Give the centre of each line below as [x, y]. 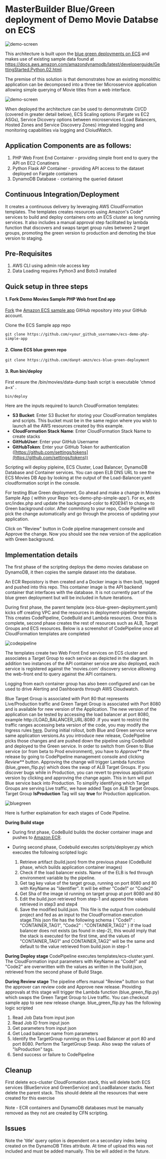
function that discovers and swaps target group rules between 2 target [77, 228]
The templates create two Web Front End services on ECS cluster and [76, 653]
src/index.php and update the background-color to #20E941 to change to [80, 503]
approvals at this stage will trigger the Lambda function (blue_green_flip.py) [82, 992]
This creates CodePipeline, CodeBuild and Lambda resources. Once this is [81, 618]
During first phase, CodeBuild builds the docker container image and [82, 832]
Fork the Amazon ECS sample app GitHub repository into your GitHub [76, 310]
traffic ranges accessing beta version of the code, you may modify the [77, 725]
